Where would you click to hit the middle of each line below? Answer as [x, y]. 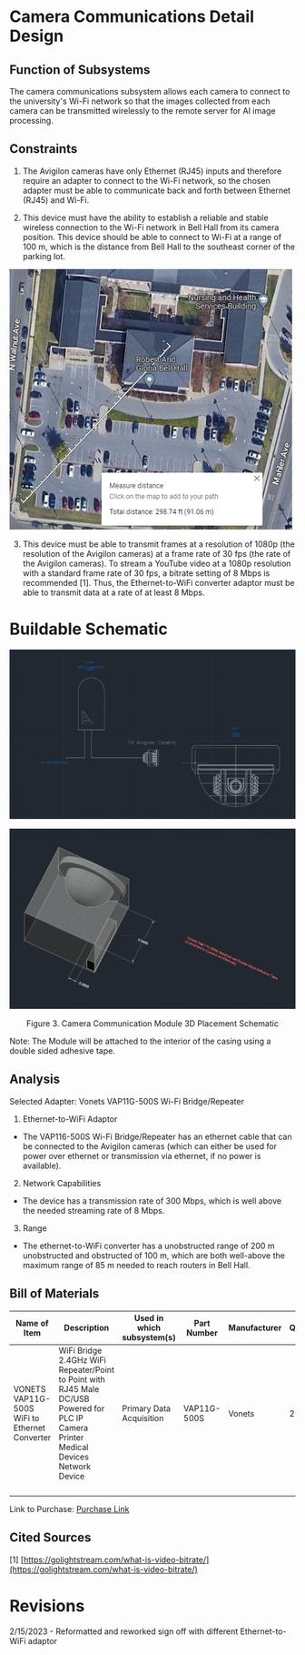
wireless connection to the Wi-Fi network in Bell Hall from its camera [151, 227]
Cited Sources [50, 1538]
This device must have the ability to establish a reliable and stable [146, 217]
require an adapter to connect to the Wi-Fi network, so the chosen [146, 180]
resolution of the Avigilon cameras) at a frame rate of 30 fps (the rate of [157, 553]
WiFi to [26, 1418]
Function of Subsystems [80, 70]
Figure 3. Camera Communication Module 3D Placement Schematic [152, 1023]
